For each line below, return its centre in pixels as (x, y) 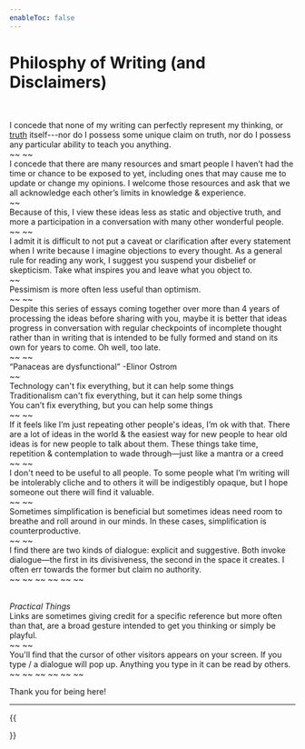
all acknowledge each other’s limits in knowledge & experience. (128, 193)
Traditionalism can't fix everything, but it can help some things (126, 395)
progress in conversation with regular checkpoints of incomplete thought (146, 327)
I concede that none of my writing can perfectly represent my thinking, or (147, 125)
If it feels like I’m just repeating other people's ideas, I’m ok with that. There (150, 424)
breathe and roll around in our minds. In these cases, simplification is (138, 521)
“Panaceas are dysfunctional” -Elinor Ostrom (93, 366)
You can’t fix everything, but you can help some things (111, 404)
